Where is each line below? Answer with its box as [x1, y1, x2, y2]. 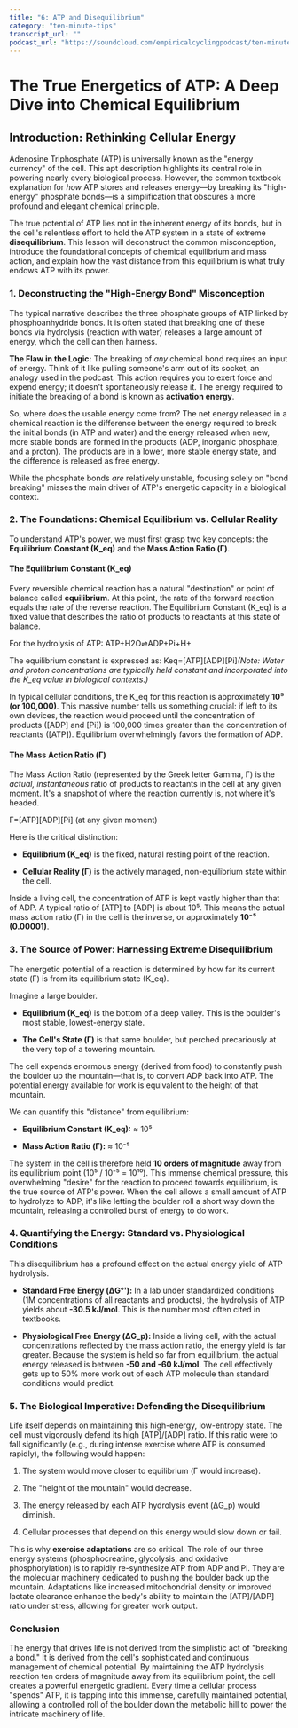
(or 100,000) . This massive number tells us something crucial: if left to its [9, 701, 278, 711]
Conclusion [9, 1622, 60, 1635]
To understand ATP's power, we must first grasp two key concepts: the [9, 534, 269, 544]
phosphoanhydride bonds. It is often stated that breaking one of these [9, 317, 265, 328]
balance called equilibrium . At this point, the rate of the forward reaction [9, 592, 275, 604]
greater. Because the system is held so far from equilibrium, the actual [21, 1349, 279, 1359]
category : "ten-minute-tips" [9, 21, 117, 30]
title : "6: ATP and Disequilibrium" [9, 12, 145, 22]
